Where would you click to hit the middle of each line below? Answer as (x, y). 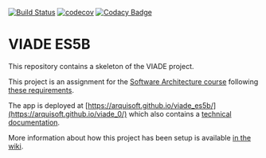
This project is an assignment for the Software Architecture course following (133, 81)
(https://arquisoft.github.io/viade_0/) (68, 114)
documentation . (34, 122)
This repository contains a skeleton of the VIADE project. (101, 66)
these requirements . (41, 90)
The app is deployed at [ (48, 105)
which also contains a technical (180, 114)
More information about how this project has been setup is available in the (130, 137)
